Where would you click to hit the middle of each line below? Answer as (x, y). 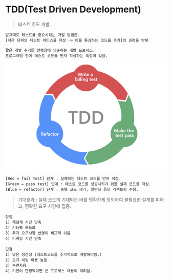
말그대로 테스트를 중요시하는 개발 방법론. (43, 35)
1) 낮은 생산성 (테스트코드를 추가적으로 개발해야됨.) (54, 254)
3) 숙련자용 (16, 265)
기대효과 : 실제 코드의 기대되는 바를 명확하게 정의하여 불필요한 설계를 (86, 200)
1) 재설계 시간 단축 (24, 222)
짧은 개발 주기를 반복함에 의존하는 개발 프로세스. (50, 50)
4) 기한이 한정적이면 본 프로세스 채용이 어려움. (49, 271)
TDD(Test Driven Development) (73, 9)
